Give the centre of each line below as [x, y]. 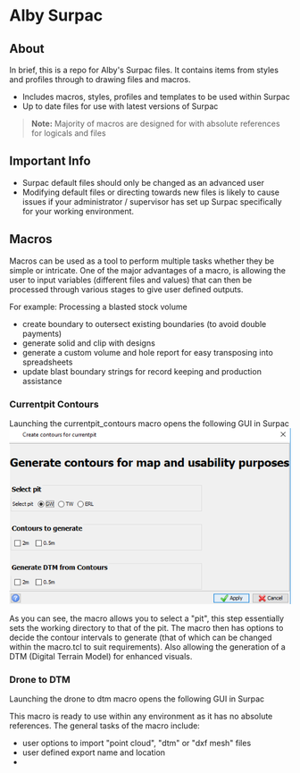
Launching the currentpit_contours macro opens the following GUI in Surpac [150, 423]
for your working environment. [78, 211]
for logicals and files [68, 133]
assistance [42, 381]
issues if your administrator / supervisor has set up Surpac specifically [152, 201]
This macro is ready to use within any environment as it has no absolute [141, 716]
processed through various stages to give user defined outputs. [126, 289]
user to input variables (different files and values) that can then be [131, 280]
